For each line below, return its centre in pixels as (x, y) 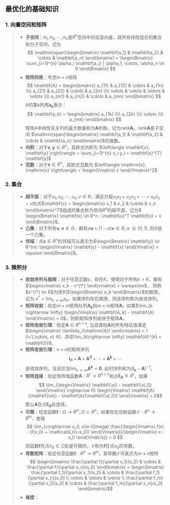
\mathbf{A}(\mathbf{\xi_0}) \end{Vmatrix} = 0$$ (112, 396)
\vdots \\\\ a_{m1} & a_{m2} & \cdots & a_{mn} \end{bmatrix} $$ (95, 96)
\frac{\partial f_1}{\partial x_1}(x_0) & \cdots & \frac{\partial (91, 472)
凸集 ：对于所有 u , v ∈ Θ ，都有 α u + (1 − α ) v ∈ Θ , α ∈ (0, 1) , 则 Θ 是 (94, 228)
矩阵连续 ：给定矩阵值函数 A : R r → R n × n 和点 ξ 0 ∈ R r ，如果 (87, 376)
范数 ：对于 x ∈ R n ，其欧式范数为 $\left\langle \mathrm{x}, (86, 164)
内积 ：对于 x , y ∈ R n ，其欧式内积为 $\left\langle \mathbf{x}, (87, 147)
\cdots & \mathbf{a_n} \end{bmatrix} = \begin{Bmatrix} (95, 58)
